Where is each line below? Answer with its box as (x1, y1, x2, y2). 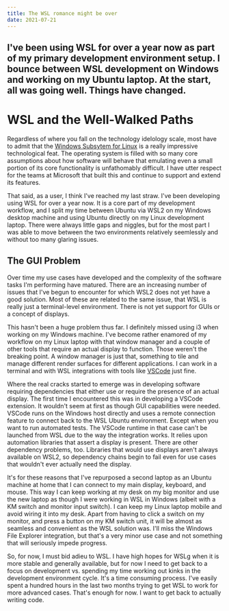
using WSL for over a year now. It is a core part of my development (7, 199, 196, 207)
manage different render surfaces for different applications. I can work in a (7, 359, 217, 367)
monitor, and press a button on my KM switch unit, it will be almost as (7, 516, 202, 525)
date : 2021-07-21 (7, 16, 57, 23)
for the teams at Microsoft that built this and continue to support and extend (7, 171, 221, 179)
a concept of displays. (7, 310, 70, 318)
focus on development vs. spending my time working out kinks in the (7, 566, 201, 575)
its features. (7, 178, 41, 186)
